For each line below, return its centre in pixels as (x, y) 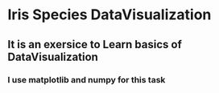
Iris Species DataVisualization (109, 15)
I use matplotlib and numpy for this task (87, 79)
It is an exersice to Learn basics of (95, 44)
